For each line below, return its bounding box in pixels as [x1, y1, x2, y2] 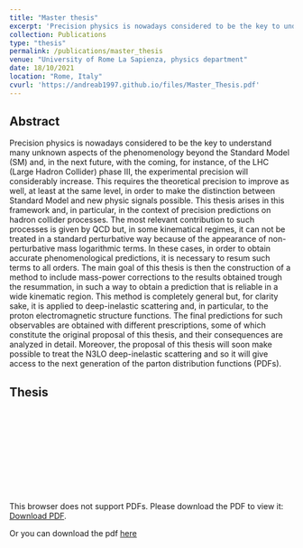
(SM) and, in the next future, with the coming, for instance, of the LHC [9, 157, 269, 168]
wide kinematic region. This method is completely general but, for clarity [9, 291, 279, 302]
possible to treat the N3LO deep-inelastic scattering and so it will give [9, 348, 269, 359]
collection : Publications [9, 30, 106, 39]
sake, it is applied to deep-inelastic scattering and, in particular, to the [9, 301, 269, 311]
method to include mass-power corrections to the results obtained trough [9, 272, 282, 283]
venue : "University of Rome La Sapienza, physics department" [9, 55, 248, 64]
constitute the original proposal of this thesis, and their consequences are [9, 330, 284, 340]
